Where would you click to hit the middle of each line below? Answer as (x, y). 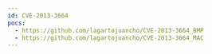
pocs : (16, 23)
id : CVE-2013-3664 (38, 15)
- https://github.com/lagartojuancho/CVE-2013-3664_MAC (109, 38)
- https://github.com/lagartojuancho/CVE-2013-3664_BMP (109, 30)
